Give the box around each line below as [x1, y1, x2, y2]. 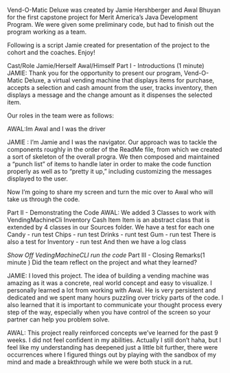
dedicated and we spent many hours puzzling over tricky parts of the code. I [7, 293, 224, 302]
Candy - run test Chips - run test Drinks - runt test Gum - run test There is [7, 230, 216, 238]
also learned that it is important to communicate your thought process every [7, 301, 222, 308]
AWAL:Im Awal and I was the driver [7, 125, 106, 133]
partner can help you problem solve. [7, 315, 110, 324]
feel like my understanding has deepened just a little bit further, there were [7, 343, 218, 351]
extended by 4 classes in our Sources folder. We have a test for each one [7, 223, 215, 231]
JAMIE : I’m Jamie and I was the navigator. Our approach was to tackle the [7, 138, 218, 146]
